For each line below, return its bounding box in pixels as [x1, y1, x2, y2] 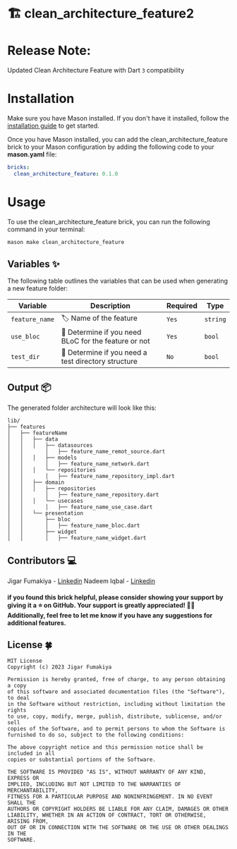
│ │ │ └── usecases [7, 498, 83, 505]
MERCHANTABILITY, [7, 787, 59, 794]
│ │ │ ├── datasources [7, 442, 93, 449]
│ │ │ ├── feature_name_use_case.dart [7, 503, 153, 511]
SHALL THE [7, 800, 37, 807]
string [204, 315, 226, 323]
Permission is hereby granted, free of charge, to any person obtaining [7, 676, 226, 683]
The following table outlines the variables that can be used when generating [7, 276, 228, 286]
